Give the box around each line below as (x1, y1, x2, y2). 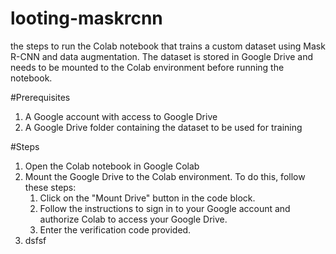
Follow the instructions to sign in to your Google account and (39, 202, 291, 214)
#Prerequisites (10, 91, 71, 103)
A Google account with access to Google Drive (24, 110, 218, 122)
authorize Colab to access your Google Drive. (39, 213, 228, 225)
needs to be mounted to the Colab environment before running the (10, 61, 285, 73)
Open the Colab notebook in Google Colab (24, 160, 200, 172)
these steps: (24, 181, 77, 193)
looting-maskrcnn (10, 7, 163, 30)
